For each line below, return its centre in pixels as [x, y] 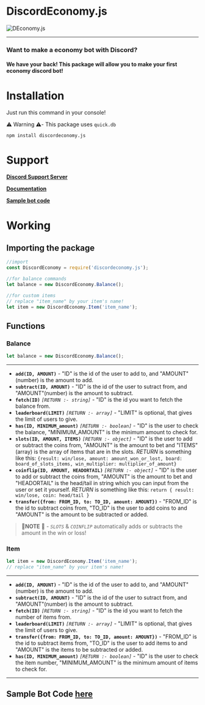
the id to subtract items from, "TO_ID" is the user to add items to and [101, 643]
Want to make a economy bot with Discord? [72, 50]
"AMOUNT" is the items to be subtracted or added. [79, 650]
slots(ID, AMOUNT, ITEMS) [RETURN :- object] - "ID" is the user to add [104, 439]
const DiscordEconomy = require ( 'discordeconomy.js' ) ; [77, 268]
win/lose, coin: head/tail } [52, 496]
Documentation [27, 189]
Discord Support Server [37, 177]
